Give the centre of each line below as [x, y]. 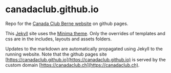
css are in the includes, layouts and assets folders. [58, 39]
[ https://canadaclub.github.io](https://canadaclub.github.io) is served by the [85, 59]
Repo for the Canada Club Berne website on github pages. [67, 23]
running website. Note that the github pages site [56, 54]
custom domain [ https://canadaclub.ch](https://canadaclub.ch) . [72, 65]
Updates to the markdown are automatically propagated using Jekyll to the [84, 48]
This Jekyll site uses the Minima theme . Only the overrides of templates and [85, 33]
